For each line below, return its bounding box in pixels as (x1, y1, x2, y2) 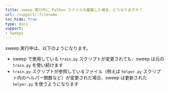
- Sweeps (5, 31, 24, 36)
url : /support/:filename (5, 12, 58, 17)
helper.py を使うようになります (12, 81, 79, 87)
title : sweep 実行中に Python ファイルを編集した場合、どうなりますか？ (5, 7, 143, 13)
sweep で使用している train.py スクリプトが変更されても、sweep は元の (12, 56, 164, 62)
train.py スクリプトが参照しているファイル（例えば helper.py (12, 68, 142, 74)
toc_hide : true (5, 17, 37, 22)
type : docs (5, 21, 28, 27)
